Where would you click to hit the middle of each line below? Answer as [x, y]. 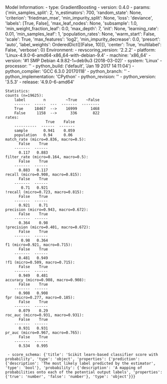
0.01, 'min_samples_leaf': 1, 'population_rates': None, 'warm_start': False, [80, 34]
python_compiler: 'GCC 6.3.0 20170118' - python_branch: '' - [68, 71]
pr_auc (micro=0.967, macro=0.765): [43, 333]
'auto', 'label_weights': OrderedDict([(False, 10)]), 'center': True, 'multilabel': [83, 44]
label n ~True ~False [57, 100]
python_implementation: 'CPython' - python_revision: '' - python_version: [81, 77]
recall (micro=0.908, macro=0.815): [43, 175]
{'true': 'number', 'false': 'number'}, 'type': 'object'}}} [70, 376]
